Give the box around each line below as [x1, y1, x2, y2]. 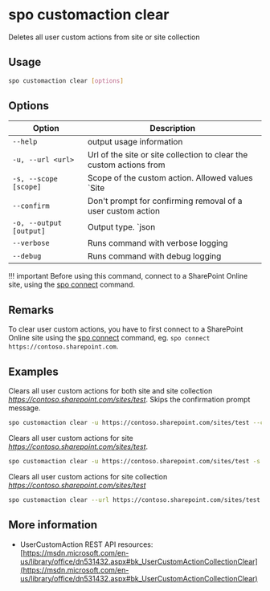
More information [8, 518, 98, 532]
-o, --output [12, 218, 63, 228]
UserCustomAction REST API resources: [19, 540, 153, 549]
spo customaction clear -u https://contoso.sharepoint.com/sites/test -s [8, 457, 261, 465]
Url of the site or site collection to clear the [87, 149, 248, 161]
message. [8, 403, 41, 413]
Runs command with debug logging [87, 251, 222, 262]
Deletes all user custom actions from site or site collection [8, 32, 200, 42]
